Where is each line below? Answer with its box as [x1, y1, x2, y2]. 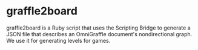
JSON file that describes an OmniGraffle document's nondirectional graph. [6, 30, 193, 37]
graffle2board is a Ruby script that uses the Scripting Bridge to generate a [6, 24, 191, 31]
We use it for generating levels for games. [6, 37, 111, 44]
